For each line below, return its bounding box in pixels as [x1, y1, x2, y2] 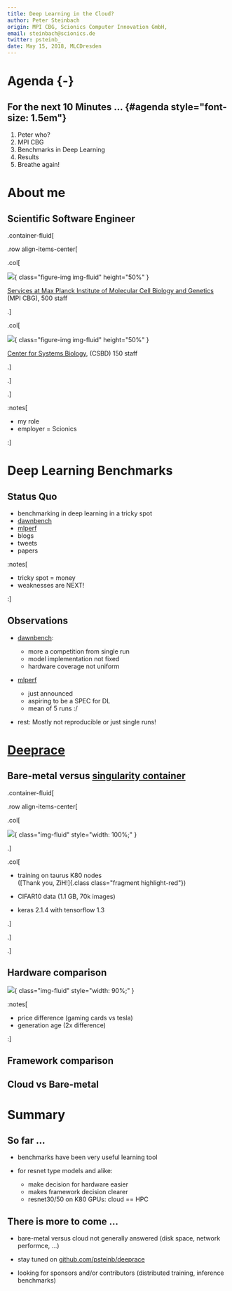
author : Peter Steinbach [7, 17, 80, 24]
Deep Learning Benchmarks [7, 463, 173, 479]
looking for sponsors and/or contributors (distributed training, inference [17, 1269, 224, 1277]
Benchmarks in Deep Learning [17, 145, 105, 154]
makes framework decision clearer [27, 1188, 128, 1196]
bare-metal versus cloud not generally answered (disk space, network [17, 1234, 221, 1243]
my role [17, 417, 40, 425]
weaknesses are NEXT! [17, 581, 85, 589]
